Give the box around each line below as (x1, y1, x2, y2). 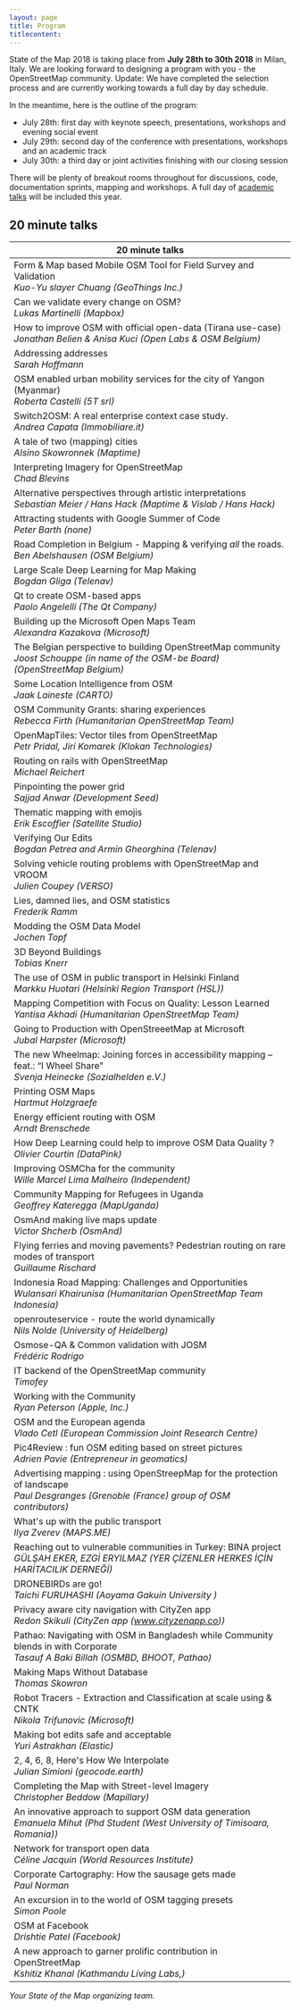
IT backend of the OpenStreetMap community (13, 1364, 207, 1377)
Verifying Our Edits (13, 832, 93, 844)
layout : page (9, 13, 58, 22)
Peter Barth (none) (13, 523, 92, 536)
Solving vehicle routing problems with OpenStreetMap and (13, 858, 259, 870)
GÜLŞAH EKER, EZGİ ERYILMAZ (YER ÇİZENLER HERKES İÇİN (13, 1552, 273, 1564)
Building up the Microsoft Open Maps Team (13, 616, 196, 628)
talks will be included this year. (9, 191, 122, 202)
